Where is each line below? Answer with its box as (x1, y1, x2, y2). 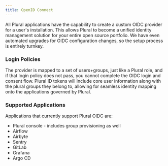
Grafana (12, 150, 30, 156)
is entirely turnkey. (5, 43, 44, 49)
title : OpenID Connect (5, 7, 53, 13)
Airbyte (12, 134, 28, 140)
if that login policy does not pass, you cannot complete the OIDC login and (5, 72, 161, 79)
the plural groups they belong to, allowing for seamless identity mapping (5, 83, 156, 89)
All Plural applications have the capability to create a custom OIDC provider (5, 21, 162, 27)
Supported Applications (5, 101, 66, 108)
